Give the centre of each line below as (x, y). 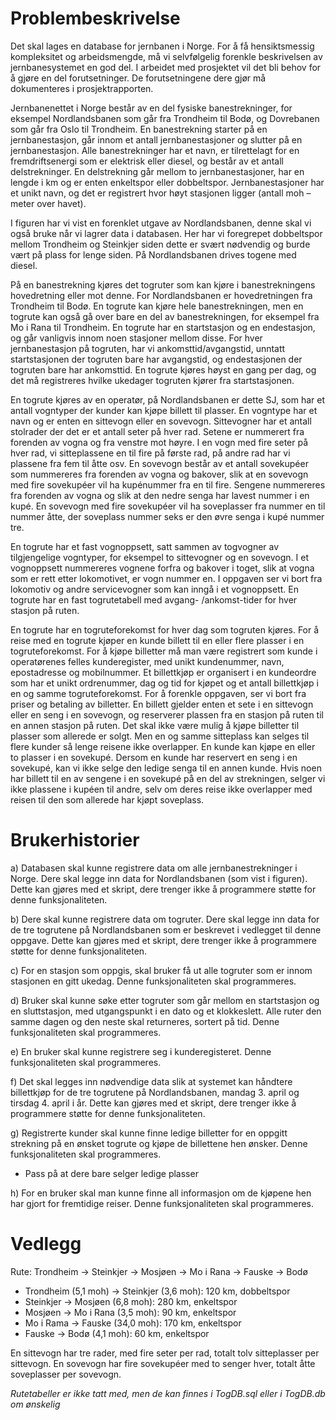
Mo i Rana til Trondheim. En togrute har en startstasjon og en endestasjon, (163, 327)
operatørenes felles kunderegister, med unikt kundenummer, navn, (147, 661)
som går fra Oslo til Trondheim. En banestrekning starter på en (139, 129)
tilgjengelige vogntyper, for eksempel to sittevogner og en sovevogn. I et (159, 557)
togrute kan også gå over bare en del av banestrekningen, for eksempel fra (165, 316)
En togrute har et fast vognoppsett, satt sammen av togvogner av (145, 546)
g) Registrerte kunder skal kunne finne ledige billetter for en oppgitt (149, 1133)
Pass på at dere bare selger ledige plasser (111, 1173)
